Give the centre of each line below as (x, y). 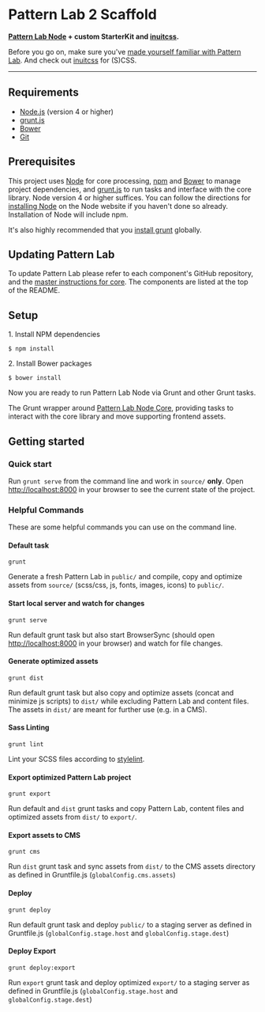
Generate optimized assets (53, 661)
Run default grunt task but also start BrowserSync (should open (112, 635)
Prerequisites (42, 162)
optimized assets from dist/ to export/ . (73, 817)
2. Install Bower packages (50, 364)
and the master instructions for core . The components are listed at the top (128, 282)
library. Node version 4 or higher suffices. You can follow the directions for (129, 197)
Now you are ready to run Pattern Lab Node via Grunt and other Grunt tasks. (132, 392)
